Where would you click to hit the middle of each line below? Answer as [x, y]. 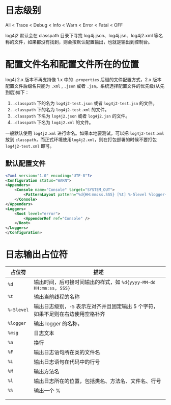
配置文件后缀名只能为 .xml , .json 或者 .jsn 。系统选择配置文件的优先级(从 [83, 86]
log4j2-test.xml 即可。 [30, 146]
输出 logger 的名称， [58, 324]
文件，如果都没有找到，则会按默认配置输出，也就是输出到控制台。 [83, 42]
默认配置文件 [25, 164]
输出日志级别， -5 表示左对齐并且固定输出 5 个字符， [96, 306]
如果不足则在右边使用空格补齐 [69, 314]
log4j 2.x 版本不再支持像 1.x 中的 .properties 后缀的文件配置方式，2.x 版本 [83, 79]
